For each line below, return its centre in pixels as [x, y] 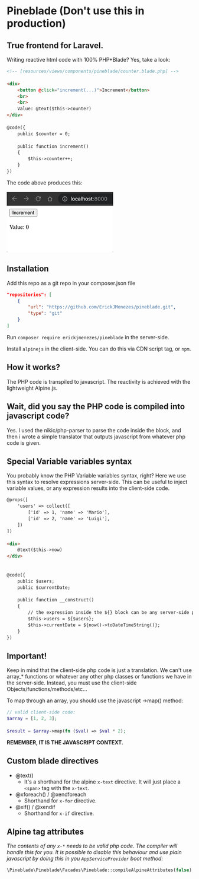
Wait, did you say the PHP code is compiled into [96, 407]
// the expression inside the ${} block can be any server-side [109, 613]
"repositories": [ [29, 295]
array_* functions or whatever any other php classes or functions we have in [99, 677]
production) [37, 23]
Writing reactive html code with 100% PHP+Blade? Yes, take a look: [89, 60]
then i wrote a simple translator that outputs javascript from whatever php [96, 437]
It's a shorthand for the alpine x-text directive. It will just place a [102, 782]
